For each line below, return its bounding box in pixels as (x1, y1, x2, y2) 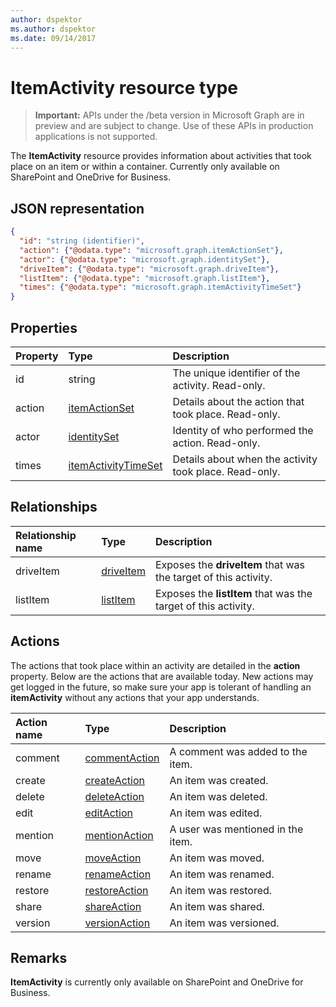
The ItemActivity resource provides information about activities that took (10, 150, 312, 162)
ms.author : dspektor (10, 24, 97, 34)
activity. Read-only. (172, 378, 266, 392)
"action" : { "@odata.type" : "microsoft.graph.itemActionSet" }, (19, 245, 284, 255)
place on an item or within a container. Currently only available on (10, 161, 280, 173)
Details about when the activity (172, 452, 318, 466)
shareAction (84, 899, 142, 913)
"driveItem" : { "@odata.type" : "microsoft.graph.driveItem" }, (19, 264, 280, 274)
